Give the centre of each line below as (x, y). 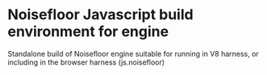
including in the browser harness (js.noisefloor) (86, 62)
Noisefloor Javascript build (101, 15)
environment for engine (88, 32)
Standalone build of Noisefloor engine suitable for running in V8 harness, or (133, 53)
